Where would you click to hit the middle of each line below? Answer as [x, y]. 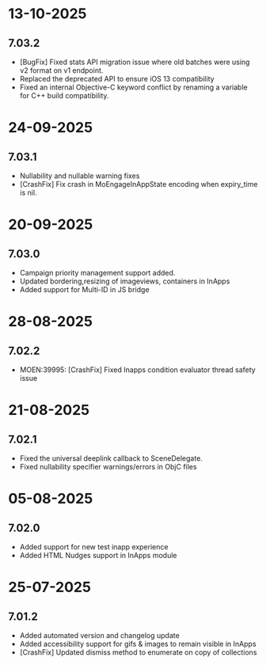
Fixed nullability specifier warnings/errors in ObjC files [108, 467]
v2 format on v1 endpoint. [61, 70]
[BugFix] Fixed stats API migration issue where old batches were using [135, 62]
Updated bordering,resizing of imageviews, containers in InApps [125, 281]
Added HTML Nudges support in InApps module [98, 555]
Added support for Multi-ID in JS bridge [84, 289]
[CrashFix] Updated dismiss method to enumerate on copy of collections [138, 652]
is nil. [28, 192]
